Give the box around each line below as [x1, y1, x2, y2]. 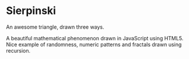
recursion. [6, 47, 31, 54]
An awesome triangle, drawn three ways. [6, 23, 104, 30]
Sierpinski [6, 4, 57, 18]
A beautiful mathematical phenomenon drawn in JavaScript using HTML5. [6, 34, 184, 41]
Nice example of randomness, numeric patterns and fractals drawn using [6, 41, 182, 48]
